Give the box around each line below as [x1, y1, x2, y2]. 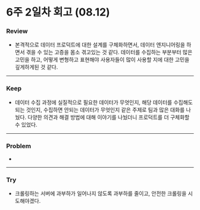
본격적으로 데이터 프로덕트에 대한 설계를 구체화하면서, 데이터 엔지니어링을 [14, 41, 186, 48]
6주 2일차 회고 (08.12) [6, 5, 110, 19]
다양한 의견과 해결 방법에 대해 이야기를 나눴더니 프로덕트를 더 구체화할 [27, 114, 190, 121]
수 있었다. [14, 121, 37, 128]
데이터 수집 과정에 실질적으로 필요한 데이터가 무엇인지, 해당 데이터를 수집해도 [14, 99, 193, 106]
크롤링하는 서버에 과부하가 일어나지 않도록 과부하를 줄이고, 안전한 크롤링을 [14, 190, 187, 197]
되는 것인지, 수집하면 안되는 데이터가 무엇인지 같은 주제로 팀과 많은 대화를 [14, 106, 185, 113]
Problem [6, 142, 32, 150]
